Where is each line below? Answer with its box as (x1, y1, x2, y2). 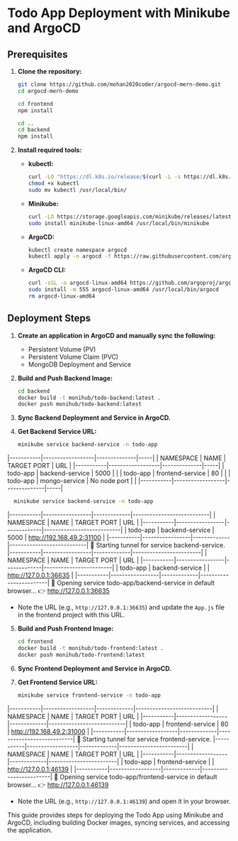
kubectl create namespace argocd (28, 246, 127, 254)
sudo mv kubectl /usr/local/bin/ (28, 186, 127, 193)
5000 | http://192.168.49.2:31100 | (7, 533, 106, 542)
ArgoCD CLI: (28, 266, 66, 274)
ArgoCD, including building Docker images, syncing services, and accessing (7, 818, 230, 827)
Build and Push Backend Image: (17, 374, 113, 382)
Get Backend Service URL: (17, 428, 97, 436)
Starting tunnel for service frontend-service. (82, 734, 212, 743)
